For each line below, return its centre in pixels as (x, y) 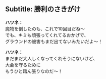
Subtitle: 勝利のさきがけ (43, 9)
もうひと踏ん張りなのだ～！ (34, 71)
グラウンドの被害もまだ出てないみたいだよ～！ (54, 41)
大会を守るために (23, 65)
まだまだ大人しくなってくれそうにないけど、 (51, 58)
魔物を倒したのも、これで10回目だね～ (45, 28)
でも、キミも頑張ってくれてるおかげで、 (47, 35)
